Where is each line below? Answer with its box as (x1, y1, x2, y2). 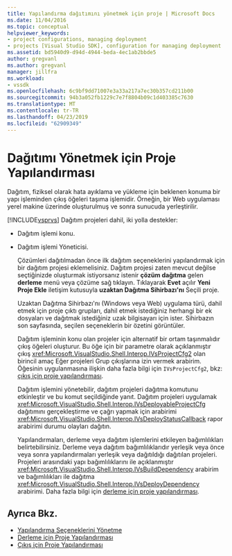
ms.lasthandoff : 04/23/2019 (7, 113, 89, 120)
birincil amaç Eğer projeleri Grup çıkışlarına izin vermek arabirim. (17, 357, 202, 366)
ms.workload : (7, 74, 45, 82)
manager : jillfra (7, 68, 57, 75)
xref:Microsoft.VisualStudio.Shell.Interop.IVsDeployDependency (17, 480, 199, 489)
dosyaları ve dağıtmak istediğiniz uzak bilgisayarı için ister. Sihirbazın (17, 314, 215, 322)
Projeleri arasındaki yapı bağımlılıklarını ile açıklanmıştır (17, 458, 175, 466)
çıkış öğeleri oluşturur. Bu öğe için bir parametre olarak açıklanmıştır (17, 342, 211, 351)
